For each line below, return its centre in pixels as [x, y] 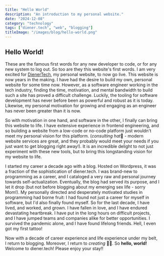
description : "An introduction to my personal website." [64, 14]
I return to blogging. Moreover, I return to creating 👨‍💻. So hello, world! [76, 243]
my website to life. [23, 157]
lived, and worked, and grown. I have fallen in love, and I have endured [76, 208]
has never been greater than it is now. [43, 111]
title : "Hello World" [27, 10]
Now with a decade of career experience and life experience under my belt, [81, 238]
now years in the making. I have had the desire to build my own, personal [79, 79]
